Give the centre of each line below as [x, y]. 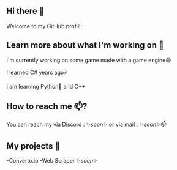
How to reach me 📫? [47, 107]
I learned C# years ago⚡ [37, 72]
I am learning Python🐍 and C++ [46, 86]
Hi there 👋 [25, 11]
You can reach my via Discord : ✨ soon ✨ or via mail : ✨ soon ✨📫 [86, 124]
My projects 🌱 [33, 146]
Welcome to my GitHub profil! [43, 26]
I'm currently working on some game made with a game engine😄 [89, 60]
